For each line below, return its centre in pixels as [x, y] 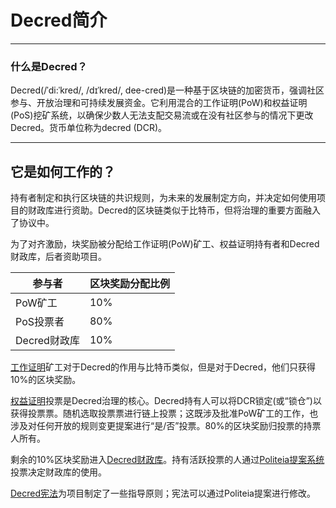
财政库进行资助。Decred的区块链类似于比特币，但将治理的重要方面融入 [174, 210]
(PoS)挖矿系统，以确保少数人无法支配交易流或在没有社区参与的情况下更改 [162, 115]
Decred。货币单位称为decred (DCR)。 [89, 128]
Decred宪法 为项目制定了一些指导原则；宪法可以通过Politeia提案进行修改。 [163, 493]
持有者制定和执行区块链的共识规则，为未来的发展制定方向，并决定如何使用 [163, 198]
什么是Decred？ [49, 66]
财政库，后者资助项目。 [58, 257]
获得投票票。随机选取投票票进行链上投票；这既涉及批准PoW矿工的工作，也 [164, 413]
